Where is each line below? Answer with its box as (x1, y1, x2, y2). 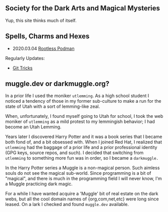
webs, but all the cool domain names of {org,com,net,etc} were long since (5, 196, 159, 202)
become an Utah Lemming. (5, 124, 62, 130)
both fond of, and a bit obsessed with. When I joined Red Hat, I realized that (5, 139, 162, 145)
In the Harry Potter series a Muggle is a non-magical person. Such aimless (5, 165, 160, 171)
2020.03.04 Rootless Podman (12, 45, 75, 51)
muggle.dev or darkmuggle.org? (5, 80, 109, 88)
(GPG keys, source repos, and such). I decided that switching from (5, 150, 144, 156)
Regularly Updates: (5, 55, 45, 61)
